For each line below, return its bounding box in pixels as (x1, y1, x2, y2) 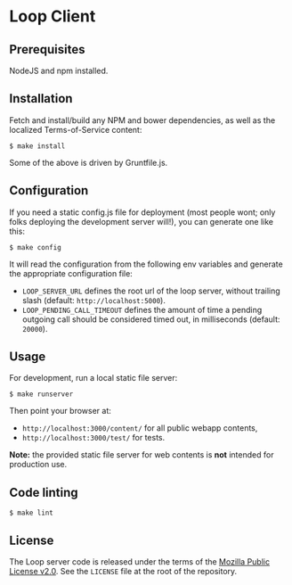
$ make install (9, 141, 66, 151)
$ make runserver (9, 390, 74, 399)
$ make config (9, 243, 62, 251)
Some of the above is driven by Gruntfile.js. (9, 157, 168, 168)
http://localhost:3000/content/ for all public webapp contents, (21, 423, 258, 433)
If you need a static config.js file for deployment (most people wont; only (9, 207, 276, 218)
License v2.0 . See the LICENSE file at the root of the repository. (9, 566, 238, 577)
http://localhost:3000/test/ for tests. (21, 433, 166, 443)
